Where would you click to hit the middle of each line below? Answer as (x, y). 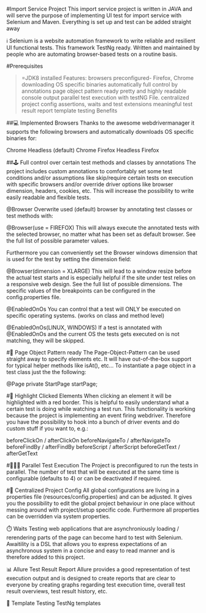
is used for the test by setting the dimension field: (69, 259)
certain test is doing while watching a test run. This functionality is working (101, 409)
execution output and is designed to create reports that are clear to (91, 578)
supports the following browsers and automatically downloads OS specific (100, 132)
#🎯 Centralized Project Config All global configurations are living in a (93, 490)
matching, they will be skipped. (46, 341)
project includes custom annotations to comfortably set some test (90, 171)
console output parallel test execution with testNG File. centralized (105, 97)
